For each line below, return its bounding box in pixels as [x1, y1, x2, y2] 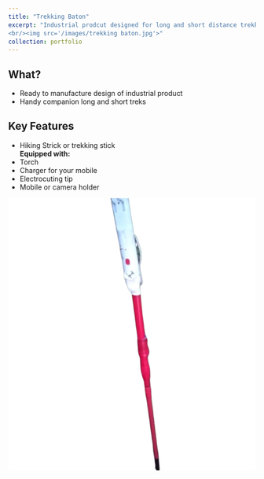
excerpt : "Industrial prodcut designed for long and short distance [8, 20, 237, 29]
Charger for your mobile [19, 165, 98, 175]
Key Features [8, 120, 75, 133]
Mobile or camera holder [19, 182, 100, 192]
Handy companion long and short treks [19, 97, 147, 106]
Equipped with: [19, 149, 71, 158]
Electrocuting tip [19, 174, 73, 183]
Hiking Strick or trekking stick [19, 140, 115, 149]
